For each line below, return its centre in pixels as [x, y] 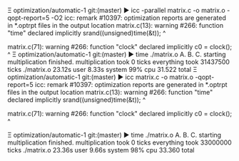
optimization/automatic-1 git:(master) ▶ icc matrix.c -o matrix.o [101, 77]
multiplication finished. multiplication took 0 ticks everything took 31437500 [119, 62]
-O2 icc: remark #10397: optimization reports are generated [138, 18]
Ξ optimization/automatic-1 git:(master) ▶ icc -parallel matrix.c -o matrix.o [117, 10]
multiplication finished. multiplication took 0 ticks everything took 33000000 [119, 142]
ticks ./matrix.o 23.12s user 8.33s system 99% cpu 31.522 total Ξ [102, 69]
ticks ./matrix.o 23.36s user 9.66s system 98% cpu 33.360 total [101, 150]
